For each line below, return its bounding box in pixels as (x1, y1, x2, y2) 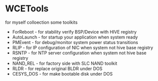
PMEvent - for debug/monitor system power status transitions (12, 39, 138, 45)
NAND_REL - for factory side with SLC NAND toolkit (12, 60, 118, 66)
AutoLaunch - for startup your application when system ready (12, 34, 138, 40)
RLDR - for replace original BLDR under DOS (12, 65, 103, 72)
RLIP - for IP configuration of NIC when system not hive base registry (12, 44, 154, 50)
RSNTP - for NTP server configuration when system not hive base (12, 50, 147, 56)
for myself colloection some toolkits (5, 19, 78, 25)
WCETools (5, 3, 49, 14)
